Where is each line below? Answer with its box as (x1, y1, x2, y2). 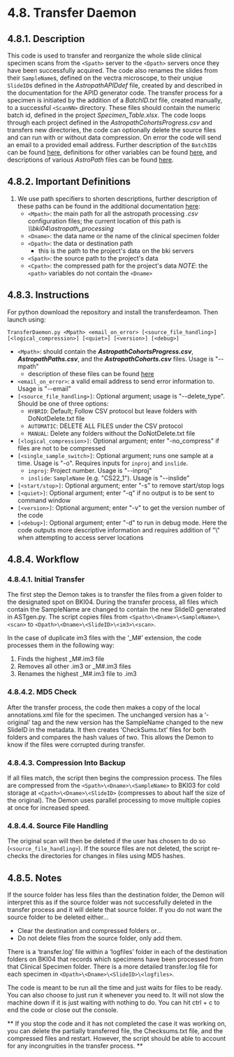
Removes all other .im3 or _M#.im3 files (17, 662, 131, 670)
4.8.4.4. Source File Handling (7, 821, 108, 831)
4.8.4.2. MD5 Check (7, 687, 77, 697)
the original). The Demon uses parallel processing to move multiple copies (7, 796, 221, 804)
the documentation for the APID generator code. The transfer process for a (7, 89, 224, 97)
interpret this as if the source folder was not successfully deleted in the (7, 898, 212, 906)
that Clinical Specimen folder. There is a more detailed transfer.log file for (7, 962, 218, 971)
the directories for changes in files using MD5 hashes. (29, 852, 185, 860)
